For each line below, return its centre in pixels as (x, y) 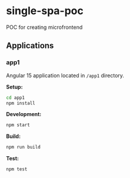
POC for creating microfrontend (44, 27)
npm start (18, 125)
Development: (24, 114)
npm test (17, 169)
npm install (21, 103)
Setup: (14, 87)
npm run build (24, 147)
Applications (30, 46)
